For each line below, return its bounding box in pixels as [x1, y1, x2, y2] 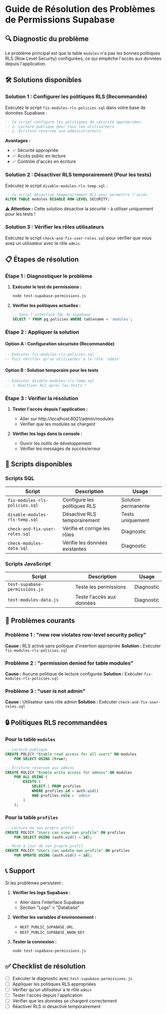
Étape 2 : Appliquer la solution [5, 329, 80, 336]
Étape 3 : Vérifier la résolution [5, 395, 79, 402]
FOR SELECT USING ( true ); [14, 756, 68, 761]
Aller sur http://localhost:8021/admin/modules [19, 416, 114, 422]
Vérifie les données [62, 539, 108, 546]
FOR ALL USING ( [14, 775, 48, 780]
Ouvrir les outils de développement [19, 441, 92, 447]
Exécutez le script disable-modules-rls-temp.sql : [5, 183, 108, 189]
